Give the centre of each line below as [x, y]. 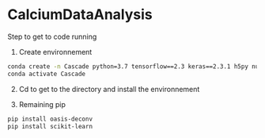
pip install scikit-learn [50, 126]
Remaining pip [42, 104]
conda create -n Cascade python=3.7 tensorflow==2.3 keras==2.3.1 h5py [128, 66]
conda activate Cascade [47, 74]
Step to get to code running [52, 36]
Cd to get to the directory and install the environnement [109, 89]
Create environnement [55, 52]
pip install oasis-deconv [50, 119]
